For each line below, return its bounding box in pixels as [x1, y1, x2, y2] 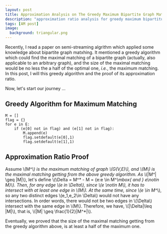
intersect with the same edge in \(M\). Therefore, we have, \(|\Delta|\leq [5, 203, 152, 209]
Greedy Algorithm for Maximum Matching [5, 100, 137, 109]
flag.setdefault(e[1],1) [23, 139, 75, 144]
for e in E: [5, 121, 30, 127]
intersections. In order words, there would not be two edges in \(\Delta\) [5, 198, 153, 204]
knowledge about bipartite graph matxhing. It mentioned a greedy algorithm [5, 49, 161, 55]
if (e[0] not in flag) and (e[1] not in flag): [14, 126, 114, 131]
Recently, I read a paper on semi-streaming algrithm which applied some [5, 44, 154, 50]
